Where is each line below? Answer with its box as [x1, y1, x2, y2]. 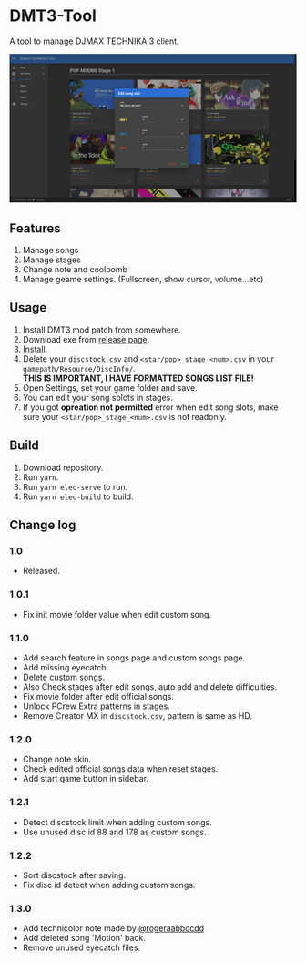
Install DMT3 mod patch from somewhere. [22, 324, 182, 335]
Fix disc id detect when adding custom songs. [22, 879, 196, 890]
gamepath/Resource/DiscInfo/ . [22, 363, 137, 374]
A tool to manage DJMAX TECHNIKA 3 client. [9, 36, 179, 46]
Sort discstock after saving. [22, 869, 126, 880]
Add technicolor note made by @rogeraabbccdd [22, 923, 205, 934]
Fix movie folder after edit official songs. [22, 691, 175, 701]
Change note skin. [22, 753, 92, 765]
